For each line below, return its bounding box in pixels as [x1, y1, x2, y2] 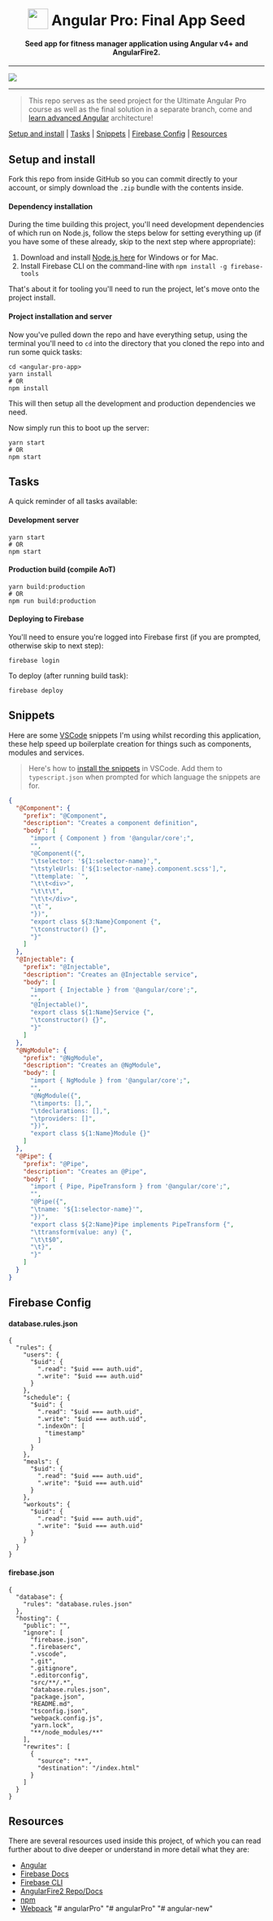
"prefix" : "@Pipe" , [23, 1160, 89, 1168]
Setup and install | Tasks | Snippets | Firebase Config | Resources [8, 129, 227, 138]
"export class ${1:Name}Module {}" [29, 1129, 151, 1138]
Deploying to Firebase [8, 614, 84, 624]
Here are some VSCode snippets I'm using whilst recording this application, [8, 730, 262, 740]
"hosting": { [15, 1614, 60, 1622]
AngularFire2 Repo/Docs [19, 1886, 103, 1897]
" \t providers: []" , [29, 1114, 96, 1123]
